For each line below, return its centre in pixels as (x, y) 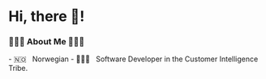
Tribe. (18, 69)
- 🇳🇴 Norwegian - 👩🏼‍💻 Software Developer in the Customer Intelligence (133, 59)
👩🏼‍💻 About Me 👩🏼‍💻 (47, 42)
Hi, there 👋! (47, 17)
